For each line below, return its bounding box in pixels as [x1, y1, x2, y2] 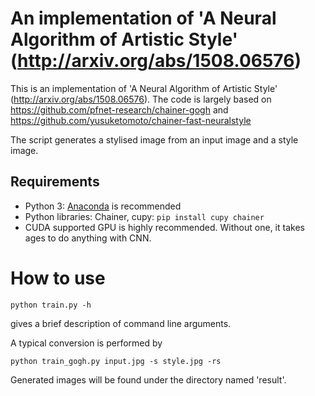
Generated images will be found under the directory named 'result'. [10, 373, 287, 386]
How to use [10, 267, 106, 289]
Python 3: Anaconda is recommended [24, 200, 182, 212]
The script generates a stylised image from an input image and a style [10, 133, 299, 146]
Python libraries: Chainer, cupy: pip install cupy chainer [24, 210, 265, 222]
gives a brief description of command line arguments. [10, 317, 232, 329]
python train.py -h [10, 300, 92, 310]
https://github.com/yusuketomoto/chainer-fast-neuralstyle [10, 114, 252, 126]
